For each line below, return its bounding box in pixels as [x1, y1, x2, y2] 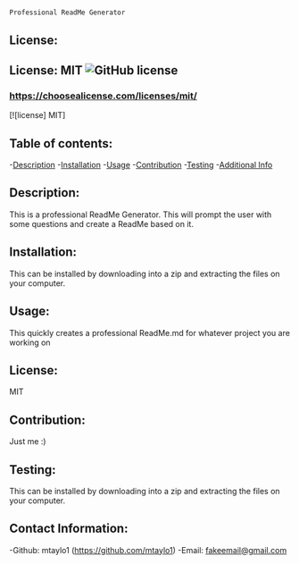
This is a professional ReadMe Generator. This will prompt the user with [9, 209, 272, 220]
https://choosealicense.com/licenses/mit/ [9, 89, 198, 102]
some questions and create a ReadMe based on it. [9, 218, 195, 229]
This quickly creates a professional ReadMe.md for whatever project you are [9, 327, 290, 338]
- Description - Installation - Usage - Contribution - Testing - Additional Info [9, 160, 273, 171]
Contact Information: [9, 521, 129, 536]
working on [9, 337, 51, 348]
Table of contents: [9, 136, 113, 151]
